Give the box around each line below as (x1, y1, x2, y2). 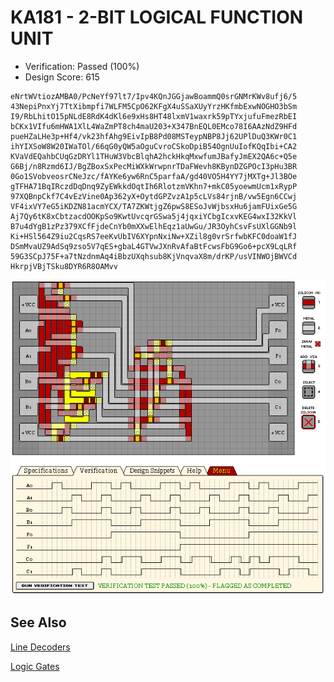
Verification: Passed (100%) (24, 60, 140, 72)
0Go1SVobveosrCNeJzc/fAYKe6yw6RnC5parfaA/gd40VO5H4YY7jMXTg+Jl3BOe (10, 171, 298, 181)
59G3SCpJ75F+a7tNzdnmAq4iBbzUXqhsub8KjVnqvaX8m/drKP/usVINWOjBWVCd (10, 251, 298, 261)
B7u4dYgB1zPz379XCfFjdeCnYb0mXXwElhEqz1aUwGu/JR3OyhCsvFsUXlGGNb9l (10, 221, 298, 231)
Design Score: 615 (24, 71, 100, 83)
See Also (10, 614, 67, 631)
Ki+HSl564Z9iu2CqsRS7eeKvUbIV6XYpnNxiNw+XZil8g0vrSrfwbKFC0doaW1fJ (10, 231, 298, 241)
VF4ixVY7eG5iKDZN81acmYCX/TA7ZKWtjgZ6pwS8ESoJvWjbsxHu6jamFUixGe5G (10, 201, 298, 211)
